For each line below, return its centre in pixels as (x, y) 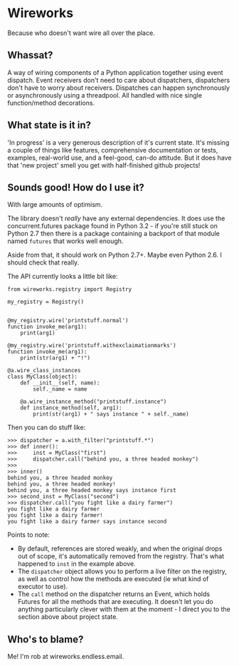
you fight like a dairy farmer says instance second (87, 522)
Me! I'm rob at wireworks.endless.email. (66, 657)
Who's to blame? (46, 639)
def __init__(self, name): (60, 383)
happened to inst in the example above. (77, 564)
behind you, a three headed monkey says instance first (92, 491)
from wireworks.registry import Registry (70, 290)
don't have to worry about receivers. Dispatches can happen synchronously (118, 88)
